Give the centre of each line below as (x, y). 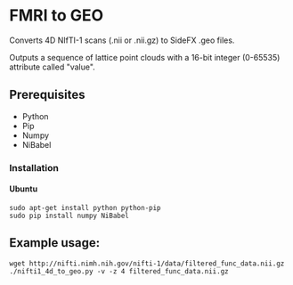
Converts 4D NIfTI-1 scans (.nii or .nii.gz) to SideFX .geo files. (122, 40)
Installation (34, 167)
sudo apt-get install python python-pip (85, 208)
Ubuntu (24, 189)
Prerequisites (47, 95)
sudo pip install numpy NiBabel (69, 216)
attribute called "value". (52, 67)
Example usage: (55, 243)
